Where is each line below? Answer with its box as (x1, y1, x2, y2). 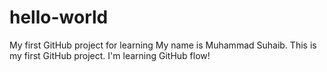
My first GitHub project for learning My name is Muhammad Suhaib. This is (9, 39, 317, 51)
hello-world (9, 6, 109, 29)
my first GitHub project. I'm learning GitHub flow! (9, 49, 211, 61)
